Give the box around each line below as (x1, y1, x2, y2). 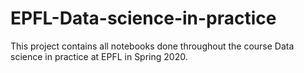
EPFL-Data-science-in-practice (10, 7, 277, 30)
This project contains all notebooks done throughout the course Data (10, 40, 295, 52)
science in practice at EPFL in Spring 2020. (10, 50, 188, 62)
